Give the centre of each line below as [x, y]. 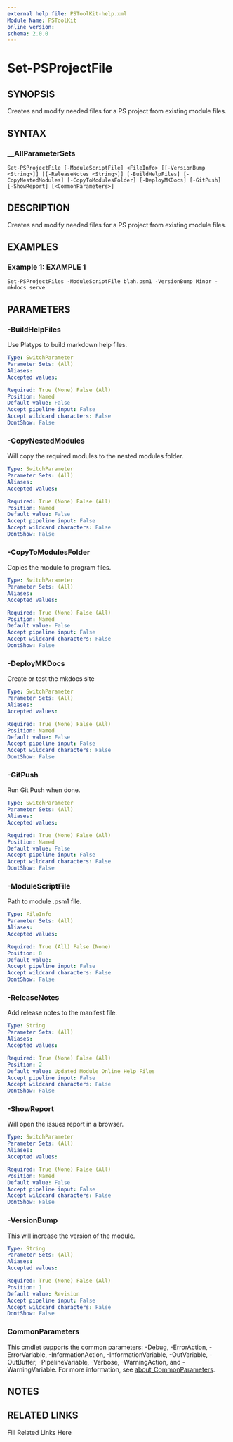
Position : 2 [25, 1065]
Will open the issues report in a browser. [66, 1124]
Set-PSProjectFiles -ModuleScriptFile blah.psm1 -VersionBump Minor [109, 282]
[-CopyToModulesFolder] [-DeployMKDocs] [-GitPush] [144, 180]
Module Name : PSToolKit [42, 20]
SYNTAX [27, 133]
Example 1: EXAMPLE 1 [47, 267]
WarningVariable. [32, 1369]
